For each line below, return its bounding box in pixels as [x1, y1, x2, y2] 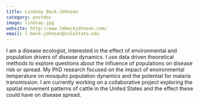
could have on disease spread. [6, 92, 81, 99]
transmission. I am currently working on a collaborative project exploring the [6, 78, 193, 86]
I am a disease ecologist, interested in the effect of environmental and [6, 47, 177, 54]
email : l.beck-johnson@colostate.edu [6, 31, 100, 37]
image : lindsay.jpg [6, 20, 55, 26]
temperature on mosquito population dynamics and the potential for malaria [6, 73, 191, 80]
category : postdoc [6, 14, 52, 20]
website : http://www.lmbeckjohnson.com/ [6, 25, 108, 31]
